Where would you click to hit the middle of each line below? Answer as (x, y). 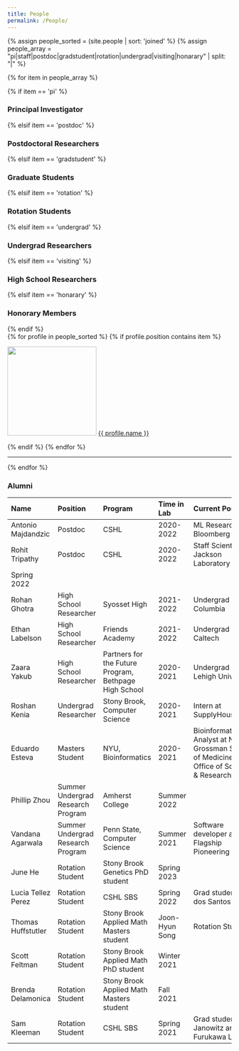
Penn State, (122, 829)
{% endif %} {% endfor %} (47, 446)
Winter (169, 956)
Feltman (24, 964)
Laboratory (212, 563)
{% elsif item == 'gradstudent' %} (57, 159)
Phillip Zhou (31, 800)
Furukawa (210, 1037)
